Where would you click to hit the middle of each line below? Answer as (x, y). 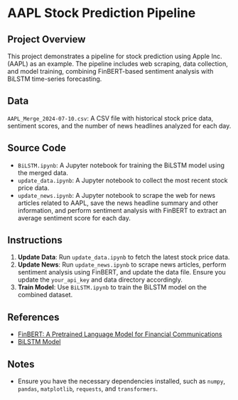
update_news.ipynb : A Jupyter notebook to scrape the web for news (116, 195)
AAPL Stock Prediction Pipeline (102, 13)
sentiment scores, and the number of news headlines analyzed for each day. (119, 126)
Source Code (37, 148)
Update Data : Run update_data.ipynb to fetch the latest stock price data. (124, 257)
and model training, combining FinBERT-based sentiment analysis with (110, 71)
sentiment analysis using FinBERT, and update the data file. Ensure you (121, 272)
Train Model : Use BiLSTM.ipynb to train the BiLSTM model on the (112, 287)
